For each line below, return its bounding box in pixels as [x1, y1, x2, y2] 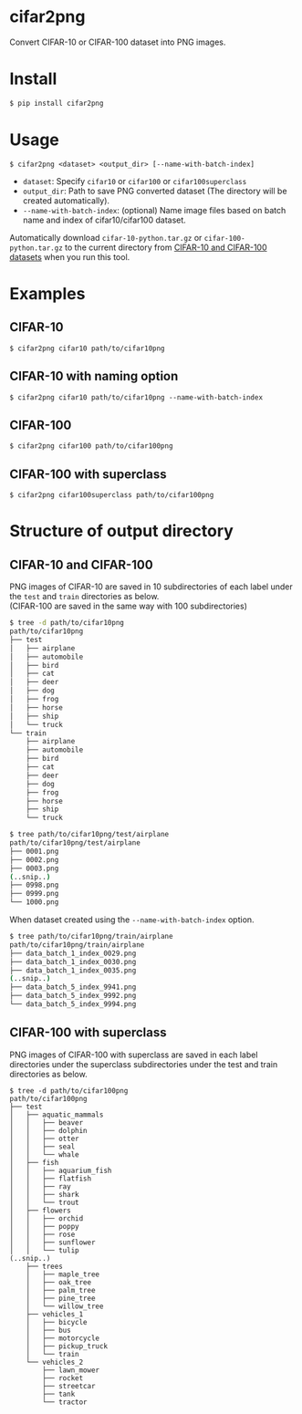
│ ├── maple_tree [26, 1270, 100, 1279]
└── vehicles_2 [26, 1357, 84, 1367]
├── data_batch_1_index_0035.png [9, 965, 137, 975]
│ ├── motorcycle [26, 1334, 100, 1343]
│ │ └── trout [9, 1198, 79, 1207]
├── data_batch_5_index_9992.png [9, 992, 137, 1001]
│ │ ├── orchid [9, 1213, 84, 1223]
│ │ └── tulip [9, 1245, 79, 1255]
